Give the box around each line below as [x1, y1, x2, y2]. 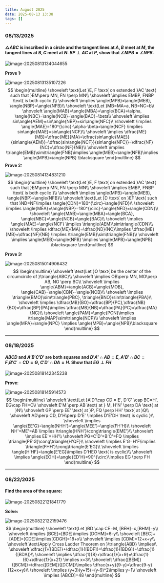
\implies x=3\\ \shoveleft [63, 557, 112, 562]
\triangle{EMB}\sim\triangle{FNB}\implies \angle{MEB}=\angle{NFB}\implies [5, 150, 159, 155]
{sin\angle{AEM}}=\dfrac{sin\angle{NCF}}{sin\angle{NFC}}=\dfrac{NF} [10, 139, 154, 145]
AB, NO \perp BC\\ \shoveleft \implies [44, 279, 120, 284]
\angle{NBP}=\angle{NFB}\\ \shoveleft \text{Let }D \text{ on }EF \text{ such [6, 195, 158, 201]
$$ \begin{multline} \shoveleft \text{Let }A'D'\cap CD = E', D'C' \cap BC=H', [6, 397, 158, 403]
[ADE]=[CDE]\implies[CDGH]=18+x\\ [9, 536, 82, 541]
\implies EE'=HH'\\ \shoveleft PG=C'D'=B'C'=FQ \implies [25, 433, 139, 439]
